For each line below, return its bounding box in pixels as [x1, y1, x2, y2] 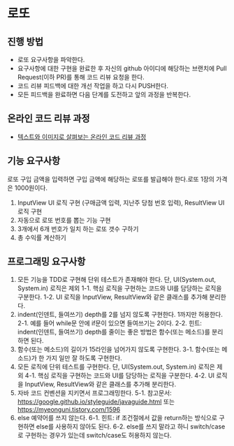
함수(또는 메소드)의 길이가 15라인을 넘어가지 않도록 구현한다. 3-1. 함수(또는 [17, 345, 220, 354]
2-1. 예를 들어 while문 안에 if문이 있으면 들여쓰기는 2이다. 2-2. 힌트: [17, 319, 203, 327]
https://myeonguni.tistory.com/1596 [17, 406, 121, 414]
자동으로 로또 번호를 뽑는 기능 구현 [17, 216, 111, 224]
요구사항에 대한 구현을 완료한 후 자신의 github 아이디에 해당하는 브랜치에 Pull [17, 64, 227, 73]
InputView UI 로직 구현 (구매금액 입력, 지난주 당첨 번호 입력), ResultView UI [17, 198, 225, 207]
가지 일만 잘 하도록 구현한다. [45, 354, 122, 362]
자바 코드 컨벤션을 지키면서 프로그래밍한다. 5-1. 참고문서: [17, 389, 173, 397]
